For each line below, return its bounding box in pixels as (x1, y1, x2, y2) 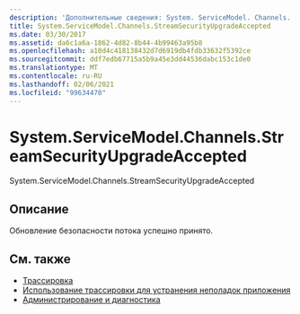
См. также (9, 251, 72, 266)
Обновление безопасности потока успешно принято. (9, 225, 214, 236)
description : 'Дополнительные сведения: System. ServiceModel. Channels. (9, 13, 292, 22)
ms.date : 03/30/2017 (9, 30, 87, 39)
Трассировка (22, 275, 74, 286)
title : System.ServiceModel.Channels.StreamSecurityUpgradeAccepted (9, 22, 271, 31)
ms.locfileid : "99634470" (9, 88, 106, 97)
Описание (9, 201, 69, 216)
